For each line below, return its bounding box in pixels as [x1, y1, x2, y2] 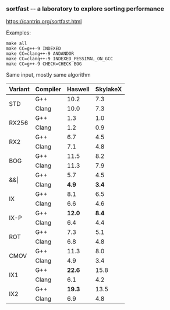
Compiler [35, 85, 62, 94]
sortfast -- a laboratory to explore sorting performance [6, 5, 164, 13]
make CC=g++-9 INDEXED [6, 46, 61, 51]
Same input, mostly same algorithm [6, 71, 91, 78]
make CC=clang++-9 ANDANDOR [6, 51, 75, 57]
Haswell [66, 85, 90, 94]
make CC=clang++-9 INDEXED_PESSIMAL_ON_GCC [6, 56, 114, 62]
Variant [9, 85, 30, 94]
